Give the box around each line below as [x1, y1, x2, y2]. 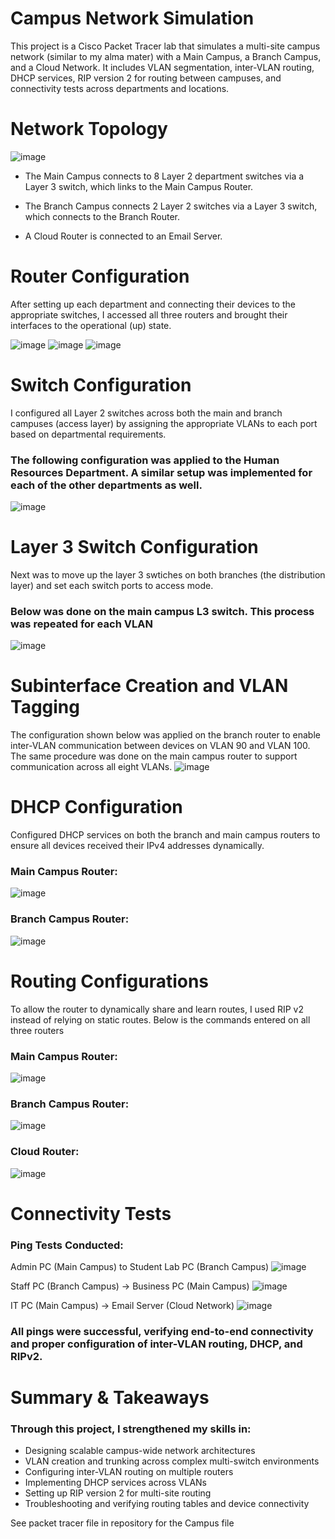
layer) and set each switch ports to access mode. [10, 579, 214, 591]
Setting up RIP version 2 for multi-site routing [24, 1487, 212, 1499]
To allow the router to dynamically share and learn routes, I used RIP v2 [10, 1003, 304, 1015]
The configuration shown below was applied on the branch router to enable [10, 729, 321, 741]
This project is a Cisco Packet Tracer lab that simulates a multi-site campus [10, 40, 321, 52]
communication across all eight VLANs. [10, 761, 173, 773]
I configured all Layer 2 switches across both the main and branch [10, 407, 283, 419]
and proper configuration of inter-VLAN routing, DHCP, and [10, 1337, 303, 1351]
